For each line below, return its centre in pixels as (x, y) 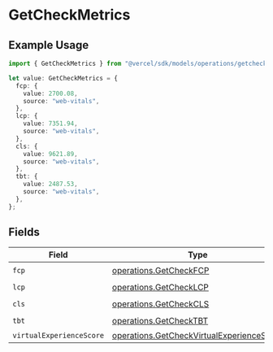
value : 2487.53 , (51, 185)
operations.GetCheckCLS (161, 304)
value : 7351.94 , (51, 124)
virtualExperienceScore (58, 336)
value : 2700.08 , (51, 93)
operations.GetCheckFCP (161, 270)
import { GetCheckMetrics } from (65, 63)
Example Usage (49, 45)
